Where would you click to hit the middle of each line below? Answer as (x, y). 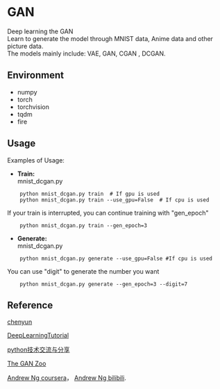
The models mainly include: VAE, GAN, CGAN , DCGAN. (86, 53)
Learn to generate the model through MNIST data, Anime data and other (110, 38)
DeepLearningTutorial (38, 336)
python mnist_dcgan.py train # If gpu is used (90, 194)
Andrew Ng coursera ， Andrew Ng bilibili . (67, 378)
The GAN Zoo (27, 364)
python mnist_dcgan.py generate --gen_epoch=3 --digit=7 (104, 284)
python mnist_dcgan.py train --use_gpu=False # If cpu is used (115, 200)
